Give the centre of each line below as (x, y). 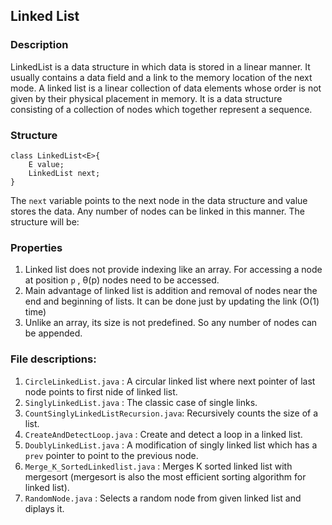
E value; (46, 164)
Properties (36, 247)
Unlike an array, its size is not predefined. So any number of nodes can (171, 323)
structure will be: (45, 221)
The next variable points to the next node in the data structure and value (159, 200)
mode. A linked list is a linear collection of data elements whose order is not (166, 88)
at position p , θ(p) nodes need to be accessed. (122, 280)
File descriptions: (53, 359)
